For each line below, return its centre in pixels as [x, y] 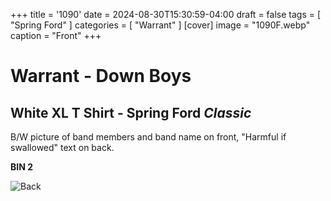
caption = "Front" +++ [56, 35]
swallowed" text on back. [62, 147]
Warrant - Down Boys [101, 76]
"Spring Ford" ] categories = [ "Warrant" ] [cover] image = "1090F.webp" [160, 25]
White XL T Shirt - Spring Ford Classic [131, 112]
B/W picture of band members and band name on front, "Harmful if [148, 137]
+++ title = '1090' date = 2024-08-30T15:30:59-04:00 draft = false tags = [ [166, 14]
